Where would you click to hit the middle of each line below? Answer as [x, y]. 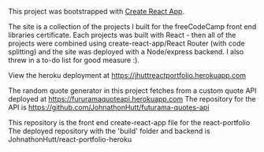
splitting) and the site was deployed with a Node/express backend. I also [126, 52]
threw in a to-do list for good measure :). [74, 60]
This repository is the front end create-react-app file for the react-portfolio [129, 122]
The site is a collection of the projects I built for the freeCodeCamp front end [132, 26]
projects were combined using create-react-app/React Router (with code [127, 43]
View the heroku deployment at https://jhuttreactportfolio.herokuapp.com [127, 75]
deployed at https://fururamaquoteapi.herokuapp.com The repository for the [132, 99]
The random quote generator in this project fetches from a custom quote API [132, 91]
